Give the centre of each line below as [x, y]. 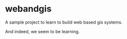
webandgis [28, 9]
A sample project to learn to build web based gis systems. [64, 22]
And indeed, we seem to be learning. [42, 31]
